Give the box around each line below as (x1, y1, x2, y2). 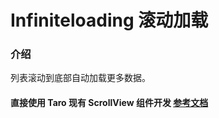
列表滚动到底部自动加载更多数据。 (10, 72, 151, 84)
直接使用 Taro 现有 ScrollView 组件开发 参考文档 (10, 97, 209, 109)
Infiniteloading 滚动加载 (10, 9, 209, 32)
